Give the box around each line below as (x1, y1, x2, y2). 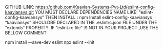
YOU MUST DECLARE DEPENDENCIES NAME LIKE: (35, 9, 138, 15)
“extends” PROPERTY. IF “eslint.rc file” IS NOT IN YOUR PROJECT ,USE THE (5, 25, 159, 31)
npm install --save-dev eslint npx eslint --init (5, 39, 95, 45)
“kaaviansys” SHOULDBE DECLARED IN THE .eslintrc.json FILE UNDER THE (5, 19, 157, 25)
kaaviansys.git (5, 9, 34, 15)
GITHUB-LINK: (5, 4, 35, 10)
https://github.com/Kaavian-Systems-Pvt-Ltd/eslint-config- (35, 4, 155, 10)
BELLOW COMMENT (5, 30, 47, 35)
